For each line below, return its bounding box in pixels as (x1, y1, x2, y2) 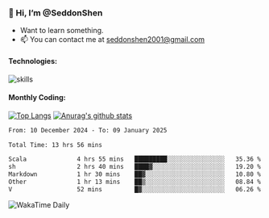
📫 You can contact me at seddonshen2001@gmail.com (19, 35, 205, 44)
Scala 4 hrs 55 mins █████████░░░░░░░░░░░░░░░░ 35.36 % (8, 155, 262, 164)
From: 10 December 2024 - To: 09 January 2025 (8, 126, 168, 134)
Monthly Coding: (8, 93, 66, 103)
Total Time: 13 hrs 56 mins (8, 140, 103, 149)
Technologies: (8, 56, 58, 65)
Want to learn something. (19, 26, 104, 36)
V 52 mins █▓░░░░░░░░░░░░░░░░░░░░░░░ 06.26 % (8, 185, 262, 193)
